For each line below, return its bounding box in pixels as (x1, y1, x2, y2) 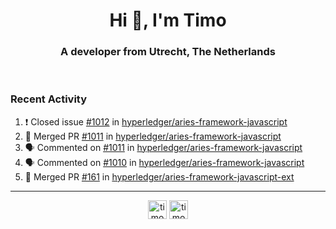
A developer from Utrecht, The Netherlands (60, 45, 276, 59)
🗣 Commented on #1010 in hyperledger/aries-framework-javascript (24, 156, 305, 168)
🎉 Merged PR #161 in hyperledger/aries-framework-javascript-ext (24, 170, 295, 183)
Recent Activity (10, 92, 88, 106)
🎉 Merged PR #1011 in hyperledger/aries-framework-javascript (24, 130, 282, 142)
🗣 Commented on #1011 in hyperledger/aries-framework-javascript (24, 141, 303, 153)
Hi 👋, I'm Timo (109, 9, 227, 32)
